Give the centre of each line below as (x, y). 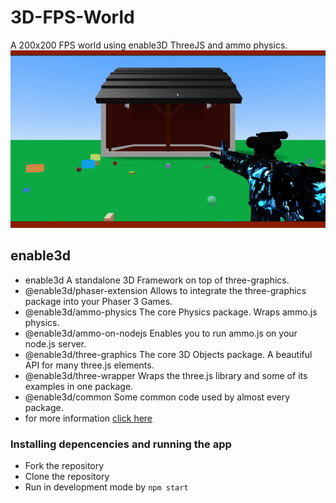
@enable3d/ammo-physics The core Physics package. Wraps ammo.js (171, 312)
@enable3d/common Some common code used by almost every (157, 397)
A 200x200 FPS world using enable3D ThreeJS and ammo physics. (149, 45)
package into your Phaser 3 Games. (98, 301)
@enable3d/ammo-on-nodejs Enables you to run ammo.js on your (161, 333)
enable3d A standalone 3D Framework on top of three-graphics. (157, 280)
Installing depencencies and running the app (121, 444)
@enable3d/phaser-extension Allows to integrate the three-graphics (165, 290)
